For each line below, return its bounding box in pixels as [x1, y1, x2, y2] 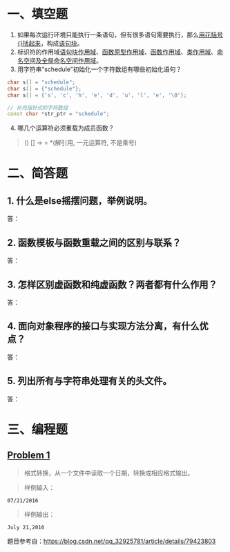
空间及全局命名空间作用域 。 [23, 56, 102, 64]
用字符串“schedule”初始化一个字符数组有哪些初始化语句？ [17, 65, 182, 73]
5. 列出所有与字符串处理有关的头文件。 [7, 375, 172, 387]
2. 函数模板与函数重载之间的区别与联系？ [7, 236, 182, 249]
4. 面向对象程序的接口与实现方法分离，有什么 [7, 321, 200, 332]
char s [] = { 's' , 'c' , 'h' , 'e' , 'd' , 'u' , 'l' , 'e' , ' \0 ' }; [7, 91, 187, 99]
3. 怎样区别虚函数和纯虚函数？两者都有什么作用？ [7, 278, 218, 290]
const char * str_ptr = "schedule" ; [7, 111, 110, 117]
